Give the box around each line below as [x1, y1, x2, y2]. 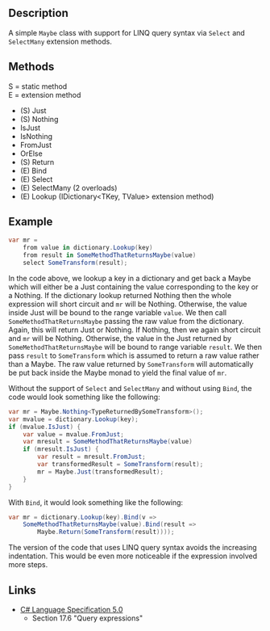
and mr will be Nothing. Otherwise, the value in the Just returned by [8, 333, 232, 343]
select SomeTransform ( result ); [23, 259, 128, 267]
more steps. [8, 560, 48, 570]
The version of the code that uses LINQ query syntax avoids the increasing [8, 543, 257, 553]
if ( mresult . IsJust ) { [23, 445, 99, 453]
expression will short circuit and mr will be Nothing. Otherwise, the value [8, 299, 247, 309]
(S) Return [19, 157, 55, 166]
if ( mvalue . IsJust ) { [8, 423, 81, 431]
